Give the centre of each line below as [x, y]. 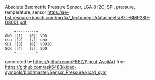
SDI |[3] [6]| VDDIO [28, 44]
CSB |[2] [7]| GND [26, 40]
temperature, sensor [26, 12]
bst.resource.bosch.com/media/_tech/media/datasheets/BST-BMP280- [77, 17]
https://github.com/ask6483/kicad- [41, 67]
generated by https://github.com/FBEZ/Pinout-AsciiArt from [66, 62]
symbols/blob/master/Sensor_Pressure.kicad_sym [56, 72]
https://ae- [58, 12]
